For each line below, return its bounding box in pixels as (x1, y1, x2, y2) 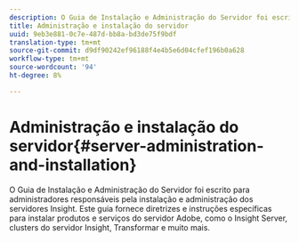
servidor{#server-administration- (9, 135, 264, 156)
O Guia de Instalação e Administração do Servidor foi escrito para (9, 184, 251, 195)
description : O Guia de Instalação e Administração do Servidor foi (9, 12, 269, 22)
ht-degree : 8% (9, 71, 62, 80)
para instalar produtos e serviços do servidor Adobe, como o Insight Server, (9, 213, 287, 223)
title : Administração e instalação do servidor (9, 21, 190, 30)
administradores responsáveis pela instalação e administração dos (9, 193, 254, 205)
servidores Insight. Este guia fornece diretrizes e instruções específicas (9, 203, 272, 214)
